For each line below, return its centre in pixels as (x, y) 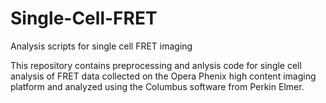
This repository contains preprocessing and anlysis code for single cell (156, 65)
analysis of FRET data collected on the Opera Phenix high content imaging (163, 76)
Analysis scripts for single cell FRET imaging (101, 46)
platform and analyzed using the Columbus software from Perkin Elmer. (157, 86)
